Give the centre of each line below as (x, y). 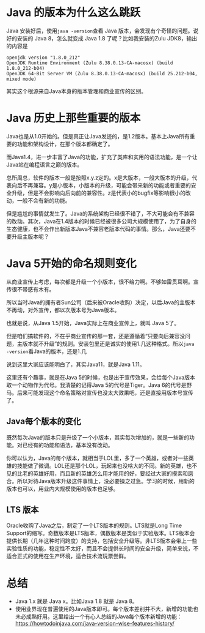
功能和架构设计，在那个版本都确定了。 (65, 144)
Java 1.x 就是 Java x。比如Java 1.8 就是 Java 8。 (77, 601)
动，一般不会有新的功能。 (38, 200)
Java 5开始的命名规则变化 (71, 264)
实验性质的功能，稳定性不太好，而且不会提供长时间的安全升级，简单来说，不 (103, 549)
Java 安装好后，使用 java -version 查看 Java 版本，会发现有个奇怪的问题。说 (103, 31)
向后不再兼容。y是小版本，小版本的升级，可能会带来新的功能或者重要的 (101, 185)
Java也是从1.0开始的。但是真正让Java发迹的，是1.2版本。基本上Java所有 (98, 136)
